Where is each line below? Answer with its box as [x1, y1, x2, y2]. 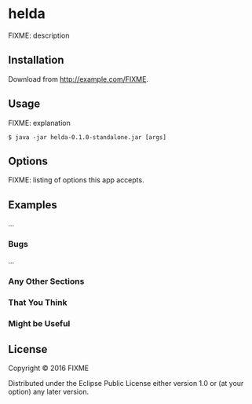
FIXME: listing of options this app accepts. [8, 175, 144, 185]
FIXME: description [8, 31, 70, 40]
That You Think [8, 297, 68, 308]
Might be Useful [8, 318, 71, 329]
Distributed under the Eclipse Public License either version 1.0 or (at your [8, 379, 244, 388]
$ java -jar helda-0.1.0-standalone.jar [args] [8, 133, 167, 141]
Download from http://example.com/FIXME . [8, 74, 149, 83]
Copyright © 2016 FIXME [8, 363, 89, 373]
